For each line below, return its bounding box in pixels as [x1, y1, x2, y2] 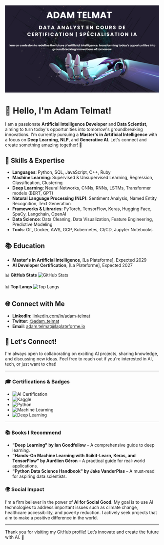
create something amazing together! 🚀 [5, 142, 82, 148]
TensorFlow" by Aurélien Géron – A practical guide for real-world [12, 458, 145, 464]
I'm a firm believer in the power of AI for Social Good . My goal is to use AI [5, 499, 154, 505]
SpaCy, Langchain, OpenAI [12, 211, 67, 217]
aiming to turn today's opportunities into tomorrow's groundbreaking [5, 126, 143, 133]
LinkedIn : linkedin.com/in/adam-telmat [12, 313, 90, 319]
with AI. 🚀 [5, 534, 24, 540]
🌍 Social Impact [5, 486, 45, 493]
